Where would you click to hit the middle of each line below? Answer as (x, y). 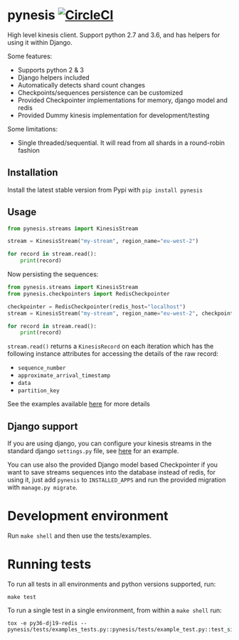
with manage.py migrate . (43, 487)
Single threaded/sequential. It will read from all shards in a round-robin (121, 143)
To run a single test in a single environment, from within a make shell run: (115, 610)
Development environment (88, 516)
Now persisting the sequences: (53, 274)
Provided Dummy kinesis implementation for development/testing (113, 115)
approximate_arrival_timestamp (64, 376)
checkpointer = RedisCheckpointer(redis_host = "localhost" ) (97, 307)
